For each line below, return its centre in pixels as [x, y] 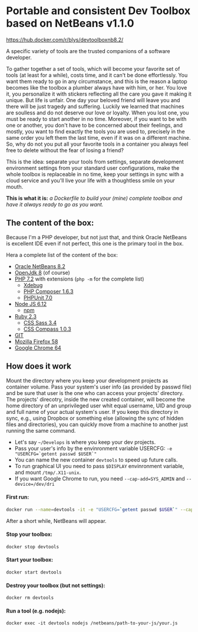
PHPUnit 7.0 [38, 297]
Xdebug [33, 285]
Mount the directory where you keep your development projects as [87, 380]
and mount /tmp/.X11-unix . [48, 472]
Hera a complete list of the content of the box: [62, 255]
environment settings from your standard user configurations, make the [93, 168]
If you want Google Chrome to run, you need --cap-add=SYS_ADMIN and [100, 478]
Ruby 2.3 [26, 316]
